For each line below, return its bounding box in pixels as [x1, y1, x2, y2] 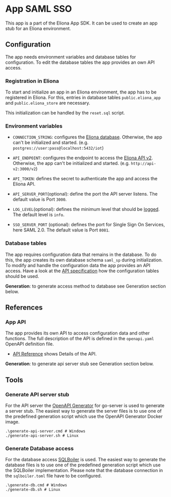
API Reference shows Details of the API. [12, 351, 97, 357]
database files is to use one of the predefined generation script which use [5, 462, 161, 468]
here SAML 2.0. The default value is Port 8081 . [12, 227, 110, 233]
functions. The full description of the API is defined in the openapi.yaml [5, 336, 154, 342]
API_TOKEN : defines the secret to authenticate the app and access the [12, 176, 158, 182]
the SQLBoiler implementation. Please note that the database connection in [5, 467, 163, 474]
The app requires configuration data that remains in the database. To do [5, 251, 157, 257]
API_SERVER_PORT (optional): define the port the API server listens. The [12, 191, 158, 197]
